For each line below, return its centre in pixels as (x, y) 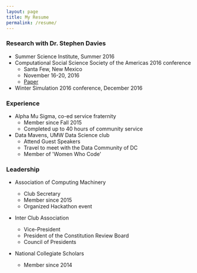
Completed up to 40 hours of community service (83, 129)
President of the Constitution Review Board (76, 236)
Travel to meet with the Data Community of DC (81, 147)
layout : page (22, 12)
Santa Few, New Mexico (53, 69)
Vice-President (42, 230)
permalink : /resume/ (32, 23)
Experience (23, 103)
